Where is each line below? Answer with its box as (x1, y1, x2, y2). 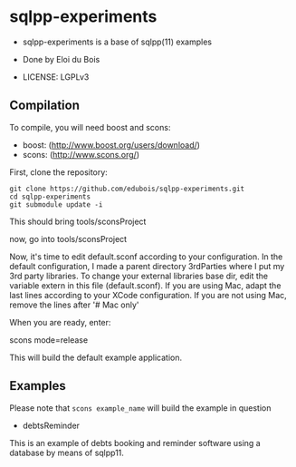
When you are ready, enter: (9, 316, 111, 327)
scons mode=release (9, 334, 89, 345)
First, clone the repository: (9, 166, 109, 178)
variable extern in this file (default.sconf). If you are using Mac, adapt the (9, 279, 282, 291)
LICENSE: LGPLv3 (22, 71, 90, 83)
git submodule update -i (9, 199, 103, 209)
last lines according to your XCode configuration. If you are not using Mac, (9, 289, 287, 300)
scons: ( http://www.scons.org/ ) (22, 149, 140, 160)
